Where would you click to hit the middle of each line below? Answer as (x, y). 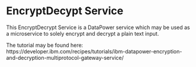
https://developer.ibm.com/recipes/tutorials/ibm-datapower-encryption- (94, 51)
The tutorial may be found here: (45, 45)
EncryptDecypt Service (65, 11)
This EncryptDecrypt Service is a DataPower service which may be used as (98, 27)
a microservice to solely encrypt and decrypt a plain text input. (83, 33)
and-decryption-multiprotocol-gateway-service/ (65, 58)
